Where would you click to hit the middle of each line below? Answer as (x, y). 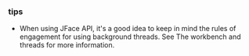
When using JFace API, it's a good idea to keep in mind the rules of (128, 29)
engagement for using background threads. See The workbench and (130, 37)
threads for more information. (67, 45)
